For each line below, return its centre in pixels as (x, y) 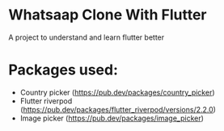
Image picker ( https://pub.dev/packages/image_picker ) (112, 118)
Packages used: (63, 70)
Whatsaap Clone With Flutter (108, 15)
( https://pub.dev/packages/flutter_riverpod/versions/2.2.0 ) (118, 109)
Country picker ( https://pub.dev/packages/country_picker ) (118, 92)
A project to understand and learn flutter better (87, 37)
